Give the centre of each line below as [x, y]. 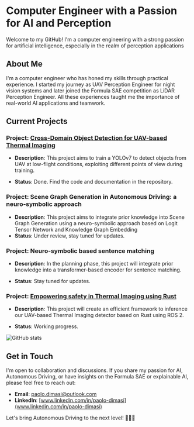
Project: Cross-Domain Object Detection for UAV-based [87, 138]
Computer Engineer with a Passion [92, 11]
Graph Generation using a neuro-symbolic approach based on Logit [96, 223]
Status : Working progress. [46, 326]
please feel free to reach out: [41, 383]
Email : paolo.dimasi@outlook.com [56, 394]
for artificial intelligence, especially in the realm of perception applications [95, 46]
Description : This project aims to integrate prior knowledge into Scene [100, 217]
